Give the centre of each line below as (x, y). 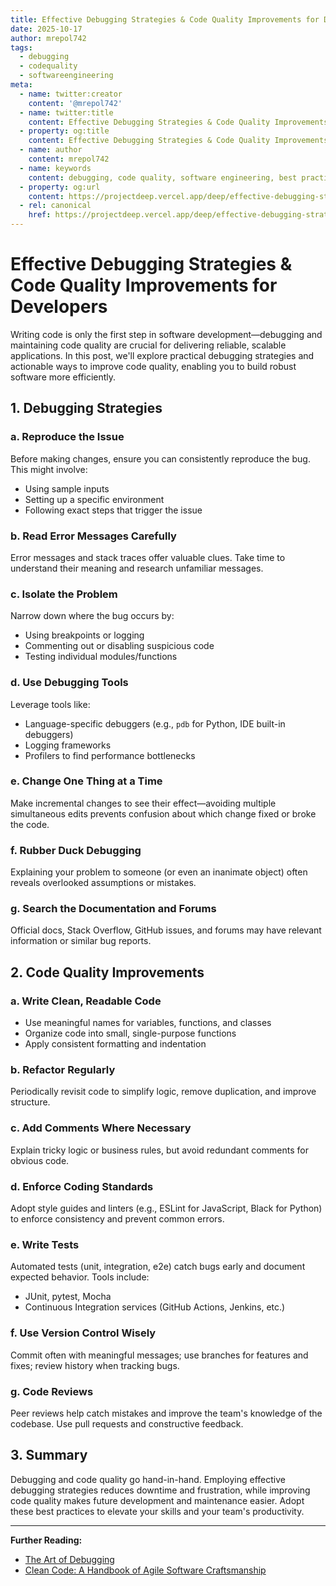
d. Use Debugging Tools (69, 683)
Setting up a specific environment (94, 499)
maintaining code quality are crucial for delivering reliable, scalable (148, 345)
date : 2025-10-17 (46, 29)
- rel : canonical (55, 206)
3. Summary (49, 1455)
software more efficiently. (63, 377)
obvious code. (40, 1160)
